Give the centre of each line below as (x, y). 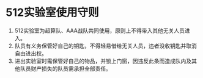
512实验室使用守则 (52, 12)
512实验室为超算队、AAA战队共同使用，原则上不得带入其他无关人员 (99, 30)
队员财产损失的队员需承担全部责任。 (65, 68)
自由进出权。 (31, 53)
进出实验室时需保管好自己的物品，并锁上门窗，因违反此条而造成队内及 (103, 61)
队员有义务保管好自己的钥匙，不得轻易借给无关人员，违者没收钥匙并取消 (105, 46)
